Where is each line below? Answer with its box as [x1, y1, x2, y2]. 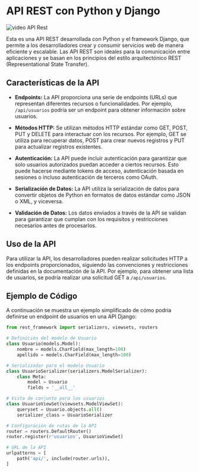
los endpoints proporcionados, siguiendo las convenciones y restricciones [6, 261, 188, 268]
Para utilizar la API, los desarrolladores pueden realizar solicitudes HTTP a [6, 254, 188, 262]
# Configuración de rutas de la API [6, 423, 97, 429]
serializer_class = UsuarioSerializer [17, 412, 113, 418]
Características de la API [6, 78, 100, 88]
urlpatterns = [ [6, 450, 46, 456]
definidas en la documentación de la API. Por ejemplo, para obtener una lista [6, 268, 194, 275]
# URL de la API [6, 445, 46, 451]
